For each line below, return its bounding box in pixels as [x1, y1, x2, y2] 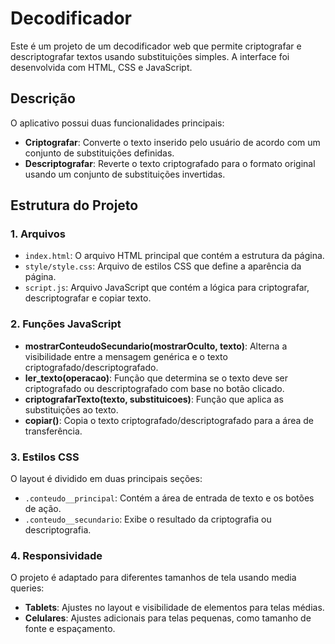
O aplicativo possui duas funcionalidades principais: [10, 117, 225, 129]
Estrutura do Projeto [10, 197, 139, 214]
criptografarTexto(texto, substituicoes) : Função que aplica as [24, 393, 284, 405]
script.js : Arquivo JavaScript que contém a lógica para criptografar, [24, 282, 310, 294]
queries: [10, 582, 45, 594]
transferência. [24, 425, 83, 437]
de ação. [24, 503, 62, 515]
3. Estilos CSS [10, 450, 80, 464]
